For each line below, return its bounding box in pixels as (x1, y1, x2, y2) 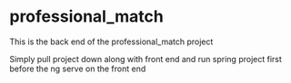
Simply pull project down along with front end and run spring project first (9, 53, 282, 64)
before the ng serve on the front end (9, 63, 146, 74)
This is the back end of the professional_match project (9, 36, 214, 47)
